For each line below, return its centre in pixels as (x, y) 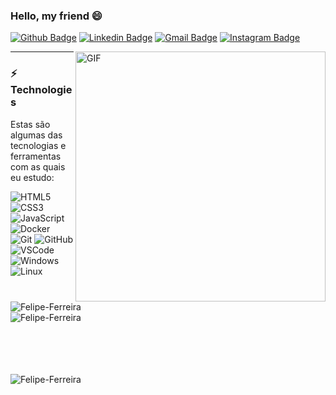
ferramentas (36, 156)
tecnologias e (38, 145)
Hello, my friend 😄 (56, 16)
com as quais (38, 166)
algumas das (36, 135)
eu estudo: (32, 177)
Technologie (41, 90)
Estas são (30, 124)
